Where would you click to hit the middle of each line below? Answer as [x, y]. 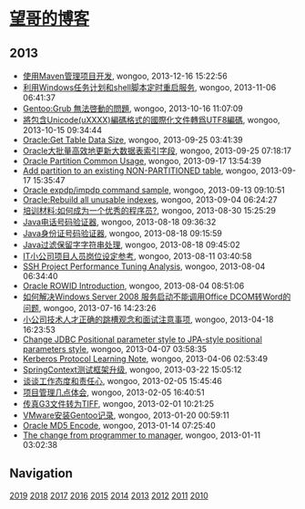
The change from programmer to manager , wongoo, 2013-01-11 [142, 435]
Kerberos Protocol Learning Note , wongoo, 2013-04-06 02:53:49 [145, 358]
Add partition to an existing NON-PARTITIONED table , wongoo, [141, 171]
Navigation [41, 474]
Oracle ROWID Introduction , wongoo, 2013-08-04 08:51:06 [133, 286]
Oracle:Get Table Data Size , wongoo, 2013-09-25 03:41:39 [132, 140]
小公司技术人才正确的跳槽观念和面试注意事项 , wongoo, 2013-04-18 [148, 319]
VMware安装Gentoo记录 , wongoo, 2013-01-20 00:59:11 [126, 415]
